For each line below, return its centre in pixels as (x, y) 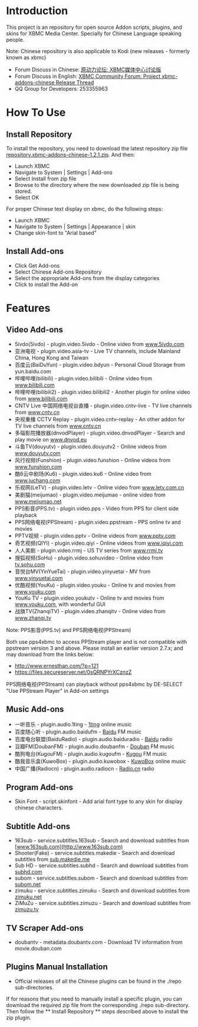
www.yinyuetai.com (39, 578)
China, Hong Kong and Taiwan (51, 357)
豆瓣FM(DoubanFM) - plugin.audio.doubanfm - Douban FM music (95, 746)
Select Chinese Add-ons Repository (58, 272)
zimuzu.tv (27, 910)
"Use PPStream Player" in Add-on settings (57, 690)
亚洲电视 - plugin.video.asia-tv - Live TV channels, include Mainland (98, 351)
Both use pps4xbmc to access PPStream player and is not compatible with (97, 641)
